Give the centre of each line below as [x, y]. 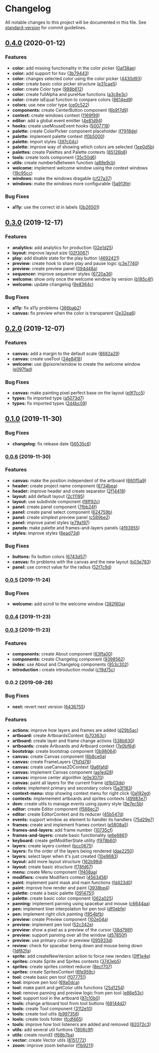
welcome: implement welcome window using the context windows [80, 168]
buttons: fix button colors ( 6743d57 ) [49, 557]
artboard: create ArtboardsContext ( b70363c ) [59, 735]
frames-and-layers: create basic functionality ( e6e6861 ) [70, 835]
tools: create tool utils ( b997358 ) [46, 1013]
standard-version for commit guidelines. [46, 27]
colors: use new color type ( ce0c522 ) [51, 105]
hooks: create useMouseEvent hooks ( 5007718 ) [61, 126]
